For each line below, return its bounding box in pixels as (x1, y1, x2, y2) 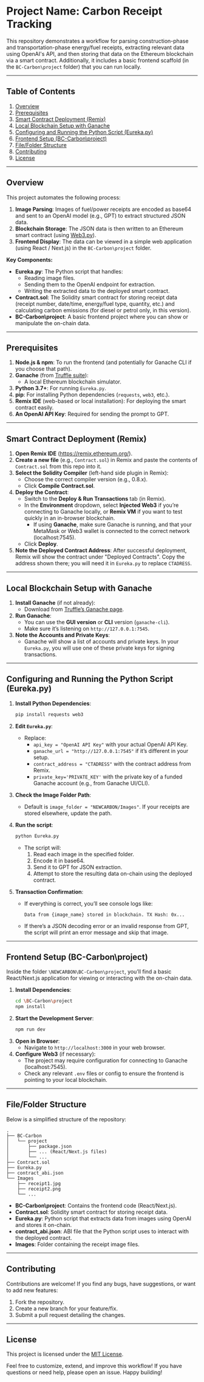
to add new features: (6, 1287, 58, 1294)
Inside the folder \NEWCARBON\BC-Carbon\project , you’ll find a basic (6, 968, 172, 975)
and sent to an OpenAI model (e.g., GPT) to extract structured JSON (15, 211, 186, 219)
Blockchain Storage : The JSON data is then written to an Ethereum (15, 225, 184, 232)
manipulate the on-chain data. (15, 319, 91, 326)
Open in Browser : (15, 1037, 60, 1045)
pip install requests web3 (15, 711, 84, 718)
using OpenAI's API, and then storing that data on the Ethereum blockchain (6, 50, 194, 57)
